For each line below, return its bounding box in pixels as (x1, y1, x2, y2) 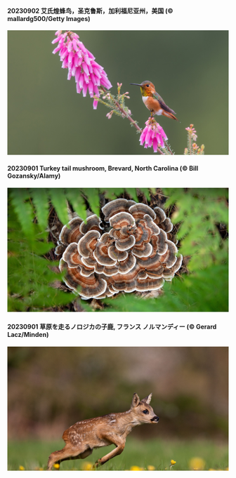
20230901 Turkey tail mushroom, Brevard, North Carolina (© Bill (7, 164, 199, 173)
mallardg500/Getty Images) (7, 14, 91, 22)
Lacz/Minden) (7, 331, 49, 338)
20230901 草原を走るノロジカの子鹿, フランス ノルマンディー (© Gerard (7, 323, 217, 331)
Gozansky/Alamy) (7, 172, 61, 180)
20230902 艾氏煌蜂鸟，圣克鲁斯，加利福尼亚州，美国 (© (7, 6, 173, 15)
